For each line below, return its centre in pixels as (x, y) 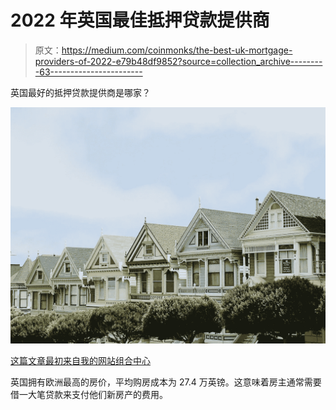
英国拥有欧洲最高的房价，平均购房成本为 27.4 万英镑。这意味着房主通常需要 (166, 382)
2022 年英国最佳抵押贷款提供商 (140, 20)
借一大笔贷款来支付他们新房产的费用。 (89, 394)
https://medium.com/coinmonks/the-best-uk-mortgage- (177, 50)
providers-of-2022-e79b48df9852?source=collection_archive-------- (178, 61)
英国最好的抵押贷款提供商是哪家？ (80, 92)
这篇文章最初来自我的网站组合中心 (80, 360)
